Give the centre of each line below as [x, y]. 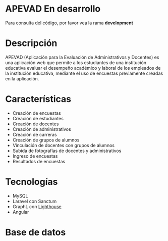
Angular [21, 212]
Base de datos [36, 232]
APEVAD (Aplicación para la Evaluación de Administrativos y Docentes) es [82, 57]
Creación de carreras [35, 134]
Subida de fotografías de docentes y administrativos [67, 151]
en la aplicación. [22, 78]
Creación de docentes [36, 124]
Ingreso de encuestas [35, 156]
